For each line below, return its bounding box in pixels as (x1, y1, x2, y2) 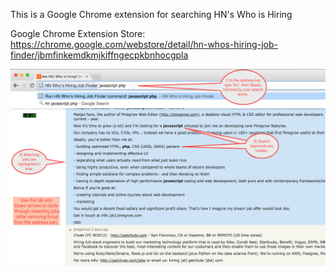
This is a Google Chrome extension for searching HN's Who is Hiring (10, 9, 293, 20)
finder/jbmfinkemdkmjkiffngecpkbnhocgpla (10, 49, 189, 61)
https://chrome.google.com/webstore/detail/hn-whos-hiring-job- (10, 39, 278, 50)
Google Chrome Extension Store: (10, 28, 146, 39)
